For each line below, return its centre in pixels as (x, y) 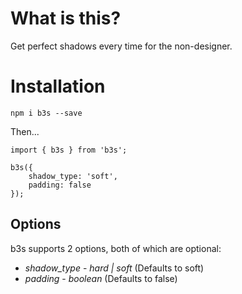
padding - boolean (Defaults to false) (101, 278)
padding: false (60, 185)
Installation (58, 86)
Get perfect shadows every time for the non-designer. (121, 46)
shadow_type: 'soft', (73, 176)
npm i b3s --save (46, 113)
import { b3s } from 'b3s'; (69, 150)
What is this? (66, 18)
